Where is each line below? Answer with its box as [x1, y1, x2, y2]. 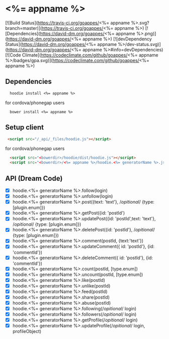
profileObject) [12, 328, 42, 334]
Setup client [5, 123, 44, 132]
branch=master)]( [5, 25, 42, 31]
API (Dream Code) [5, 174, 63, 182]
